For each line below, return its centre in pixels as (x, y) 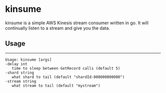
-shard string (20, 73)
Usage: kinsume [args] (28, 60)
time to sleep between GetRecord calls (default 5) (66, 68)
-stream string (21, 81)
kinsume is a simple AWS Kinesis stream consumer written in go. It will (77, 23)
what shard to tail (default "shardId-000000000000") (68, 77)
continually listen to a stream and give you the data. (58, 28)
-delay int (16, 64)
